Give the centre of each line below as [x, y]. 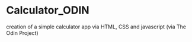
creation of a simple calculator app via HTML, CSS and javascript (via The [96, 27]
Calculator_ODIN [48, 10]
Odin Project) [22, 33]
